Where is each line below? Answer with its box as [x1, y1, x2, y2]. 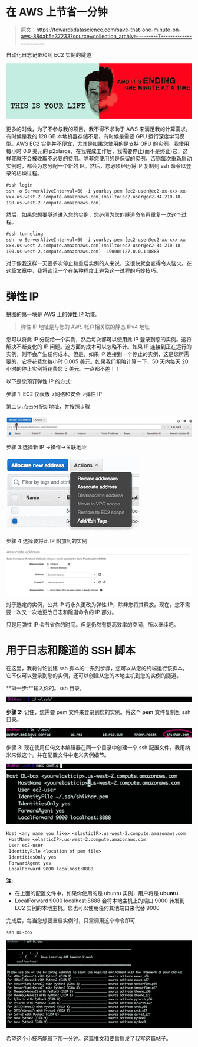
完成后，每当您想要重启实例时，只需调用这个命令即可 [6, 916, 136, 924]
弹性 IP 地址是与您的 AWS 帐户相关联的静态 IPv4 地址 [20, 323, 150, 330]
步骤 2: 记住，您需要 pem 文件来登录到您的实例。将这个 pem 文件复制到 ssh [6, 709, 191, 716]
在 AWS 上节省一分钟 [6, 5, 108, 19]
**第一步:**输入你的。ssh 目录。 [6, 684, 85, 692]
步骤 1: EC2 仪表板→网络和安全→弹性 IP [6, 390, 103, 397]
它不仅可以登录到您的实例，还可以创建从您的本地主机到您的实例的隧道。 [6, 672, 181, 679]
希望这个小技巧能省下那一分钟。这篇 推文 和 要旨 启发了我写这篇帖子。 [6, 1035, 171, 1042]
